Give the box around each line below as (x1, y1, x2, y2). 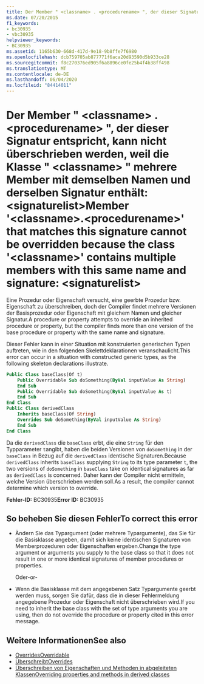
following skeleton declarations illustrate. (6, 360, 109, 367)
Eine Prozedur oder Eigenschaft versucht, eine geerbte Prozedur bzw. (6, 296, 181, 304)
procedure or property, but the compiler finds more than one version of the (6, 322, 194, 329)
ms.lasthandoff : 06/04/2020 (6, 77, 78, 83)
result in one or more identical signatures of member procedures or (15, 555, 184, 563)
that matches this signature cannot (6, 225, 187, 239)
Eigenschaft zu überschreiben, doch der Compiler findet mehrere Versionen (6, 303, 196, 310)
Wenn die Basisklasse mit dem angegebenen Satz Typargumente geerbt (15, 586, 196, 593)
